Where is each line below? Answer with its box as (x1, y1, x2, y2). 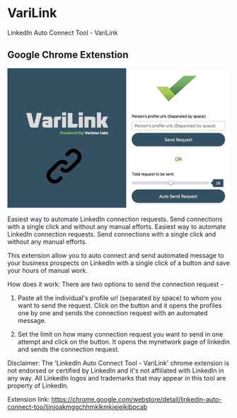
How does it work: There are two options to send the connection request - (7, 280, 224, 288)
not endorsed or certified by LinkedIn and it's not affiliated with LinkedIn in (7, 366, 224, 375)
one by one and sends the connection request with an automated (17, 308, 208, 317)
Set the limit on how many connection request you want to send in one (17, 329, 224, 338)
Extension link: (7, 395, 50, 403)
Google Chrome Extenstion (7, 49, 129, 61)
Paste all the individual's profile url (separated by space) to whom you (17, 293, 221, 302)
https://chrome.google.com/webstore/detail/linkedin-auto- (51, 395, 222, 403)
